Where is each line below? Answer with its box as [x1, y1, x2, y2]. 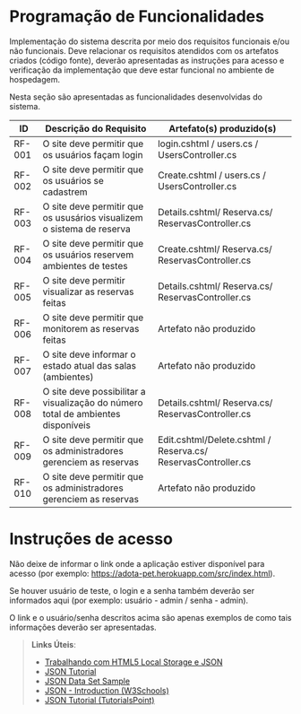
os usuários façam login [42, 148, 143, 161]
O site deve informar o [42, 348, 136, 361]
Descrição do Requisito [45, 122, 147, 135]
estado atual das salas [42, 359, 137, 371]
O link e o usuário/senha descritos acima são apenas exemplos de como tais [9, 612, 292, 623]
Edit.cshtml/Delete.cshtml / [158, 433, 271, 446]
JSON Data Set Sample [44, 675, 131, 686]
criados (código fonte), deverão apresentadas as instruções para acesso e [9, 55, 285, 65]
